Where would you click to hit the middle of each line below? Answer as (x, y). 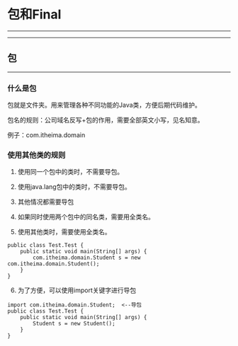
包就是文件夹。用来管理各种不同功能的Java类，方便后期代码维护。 (104, 105)
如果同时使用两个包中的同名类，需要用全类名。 (86, 217)
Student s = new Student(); (74, 324)
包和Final (34, 15)
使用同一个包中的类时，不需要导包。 (70, 172)
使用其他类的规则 (36, 155)
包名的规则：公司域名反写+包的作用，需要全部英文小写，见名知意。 (106, 120)
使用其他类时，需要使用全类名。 (64, 232)
